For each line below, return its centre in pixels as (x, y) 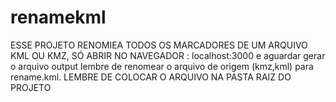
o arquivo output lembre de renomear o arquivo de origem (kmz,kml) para (162, 66)
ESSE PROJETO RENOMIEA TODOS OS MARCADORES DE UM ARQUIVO (159, 45)
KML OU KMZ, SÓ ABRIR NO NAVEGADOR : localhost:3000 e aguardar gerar (168, 55)
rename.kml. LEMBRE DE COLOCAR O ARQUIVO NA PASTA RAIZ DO (151, 77)
